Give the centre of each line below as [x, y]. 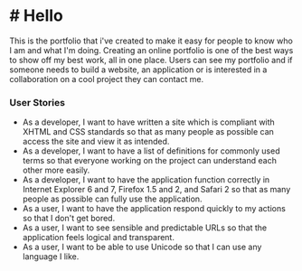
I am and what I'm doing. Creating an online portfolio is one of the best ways [151, 50]
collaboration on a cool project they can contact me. [107, 79]
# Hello [36, 16]
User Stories [38, 102]
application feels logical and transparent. [98, 238]
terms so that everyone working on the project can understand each [150, 161]
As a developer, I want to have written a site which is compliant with [149, 122]
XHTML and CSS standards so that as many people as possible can [148, 132]
